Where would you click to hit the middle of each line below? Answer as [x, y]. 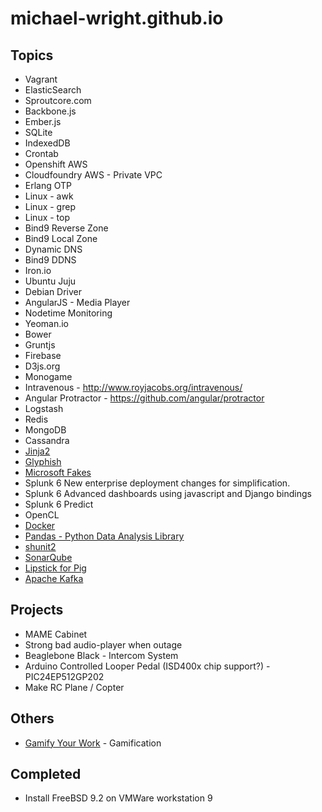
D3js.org [42, 366]
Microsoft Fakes [58, 472]
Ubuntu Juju [50, 281]
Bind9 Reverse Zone [66, 228]
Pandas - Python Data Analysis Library [104, 536]
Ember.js [43, 121]
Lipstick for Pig [55, 568]
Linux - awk [49, 196]
